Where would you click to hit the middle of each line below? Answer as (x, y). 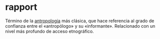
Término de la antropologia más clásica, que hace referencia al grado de (80, 21)
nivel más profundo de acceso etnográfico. (49, 31)
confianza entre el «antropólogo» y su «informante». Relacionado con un (80, 26)
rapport (21, 7)
